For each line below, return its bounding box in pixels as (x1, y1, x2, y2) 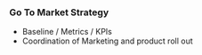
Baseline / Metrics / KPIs (21, 27, 113, 37)
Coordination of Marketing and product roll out (21, 35, 193, 46)
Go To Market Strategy (9, 6, 109, 19)
